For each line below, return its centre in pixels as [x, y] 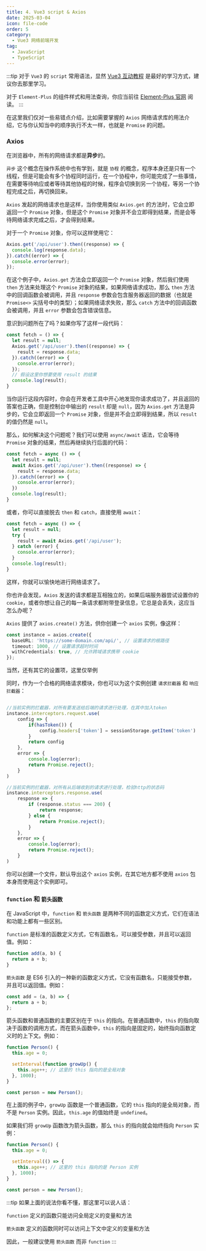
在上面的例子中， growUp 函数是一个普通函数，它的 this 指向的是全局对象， [100, 1105]
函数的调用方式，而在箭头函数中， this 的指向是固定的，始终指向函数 [104, 1028]
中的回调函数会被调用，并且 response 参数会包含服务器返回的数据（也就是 [100, 295]
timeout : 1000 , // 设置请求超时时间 [55, 646]
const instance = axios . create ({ [49, 635]
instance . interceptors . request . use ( [53, 714]
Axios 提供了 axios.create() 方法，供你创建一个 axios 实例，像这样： [94, 623]
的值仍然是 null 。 [29, 422]
